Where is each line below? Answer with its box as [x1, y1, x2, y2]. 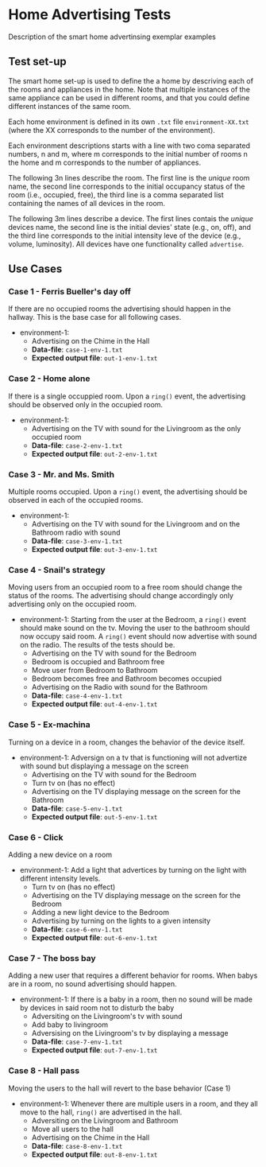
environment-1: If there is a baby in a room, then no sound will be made [19, 994, 253, 1004]
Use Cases [8, 263, 63, 276]
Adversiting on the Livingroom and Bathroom [31, 1115, 179, 1125]
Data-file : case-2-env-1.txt [31, 440, 123, 450]
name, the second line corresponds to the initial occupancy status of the [8, 181, 245, 191]
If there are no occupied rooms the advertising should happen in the [8, 304, 232, 313]
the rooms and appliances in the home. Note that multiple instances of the [8, 84, 250, 94]
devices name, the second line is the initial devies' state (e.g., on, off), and [8, 222, 252, 231]
